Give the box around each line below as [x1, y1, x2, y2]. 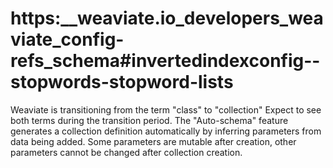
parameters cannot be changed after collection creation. [10, 146, 243, 158]
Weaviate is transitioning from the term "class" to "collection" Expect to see [10, 103, 322, 116]
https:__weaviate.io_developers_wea [10, 7, 324, 30]
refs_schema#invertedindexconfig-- [10, 50, 321, 72]
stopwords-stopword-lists [10, 71, 234, 94]
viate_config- [10, 28, 125, 51]
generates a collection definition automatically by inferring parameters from [10, 125, 322, 137]
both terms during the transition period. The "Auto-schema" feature [10, 114, 289, 126]
